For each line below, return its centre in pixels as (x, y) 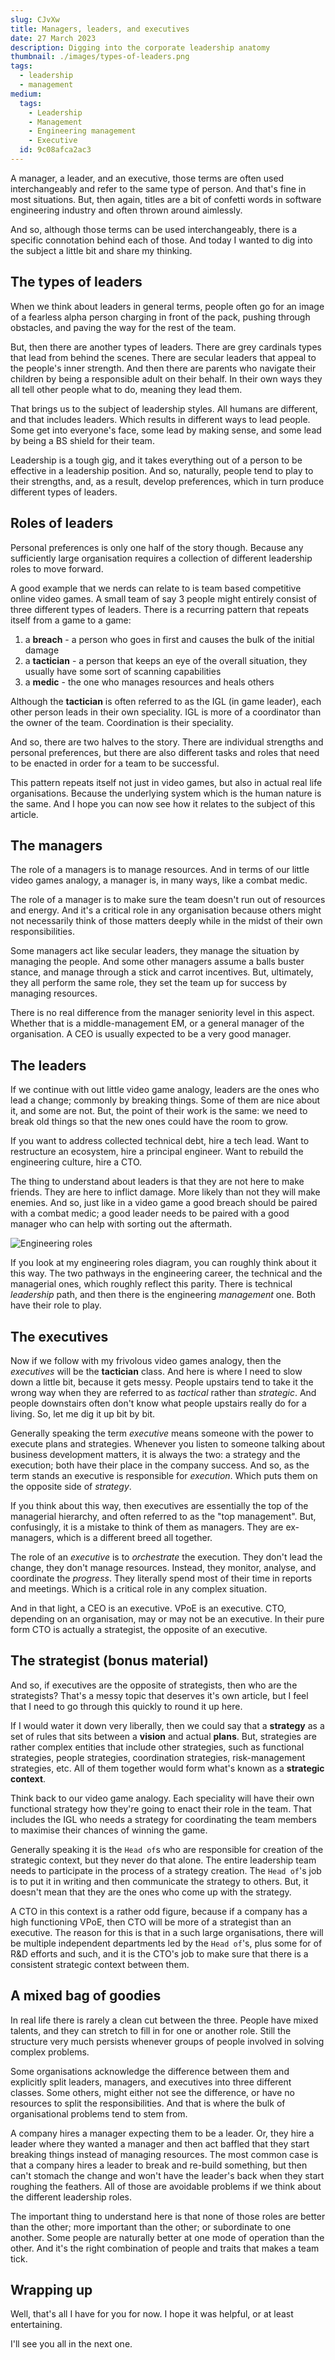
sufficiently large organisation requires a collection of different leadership (161, 558)
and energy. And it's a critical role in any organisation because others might (166, 910)
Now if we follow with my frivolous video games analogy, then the (146, 1360)
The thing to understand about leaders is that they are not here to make (157, 1182)
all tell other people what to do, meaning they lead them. (126, 389)
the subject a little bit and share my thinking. (101, 250)
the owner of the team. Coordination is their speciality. (122, 722)
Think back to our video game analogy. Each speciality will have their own (162, 1798)
